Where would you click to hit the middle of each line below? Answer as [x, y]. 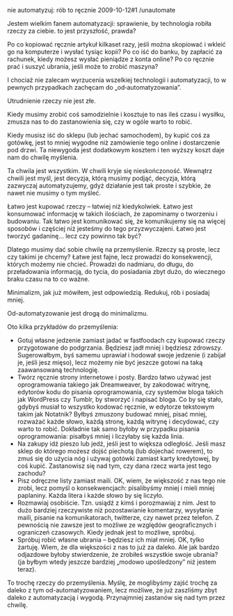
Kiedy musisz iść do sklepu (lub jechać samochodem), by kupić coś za [109, 135]
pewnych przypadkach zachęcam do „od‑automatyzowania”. [95, 87]
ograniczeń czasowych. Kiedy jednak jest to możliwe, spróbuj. [106, 532]
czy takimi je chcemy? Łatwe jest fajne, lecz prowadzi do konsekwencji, [110, 257]
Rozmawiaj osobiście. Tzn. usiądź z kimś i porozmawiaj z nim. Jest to [116, 503]
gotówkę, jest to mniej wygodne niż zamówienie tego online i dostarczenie [114, 143]
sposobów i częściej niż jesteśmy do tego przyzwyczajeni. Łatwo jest [107, 228]
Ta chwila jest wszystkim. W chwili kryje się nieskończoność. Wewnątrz [110, 171]
